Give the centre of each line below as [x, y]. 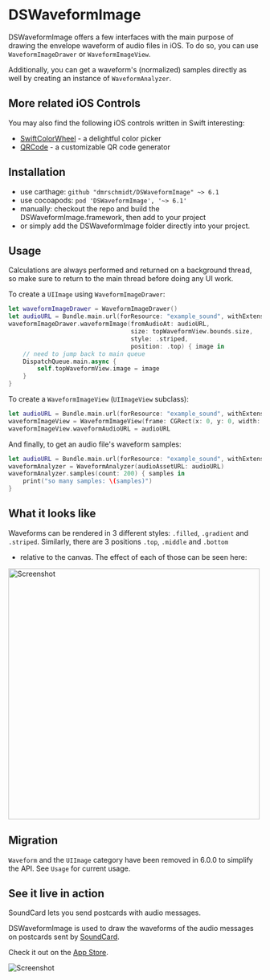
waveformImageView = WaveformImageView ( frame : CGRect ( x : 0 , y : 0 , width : [135, 421]
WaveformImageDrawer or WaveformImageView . [80, 54]
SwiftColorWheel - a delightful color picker [91, 138]
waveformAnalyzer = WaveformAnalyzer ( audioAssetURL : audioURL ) [117, 466]
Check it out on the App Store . [58, 953]
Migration [33, 841]
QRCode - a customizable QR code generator [95, 147]
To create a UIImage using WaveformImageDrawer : [87, 294]
